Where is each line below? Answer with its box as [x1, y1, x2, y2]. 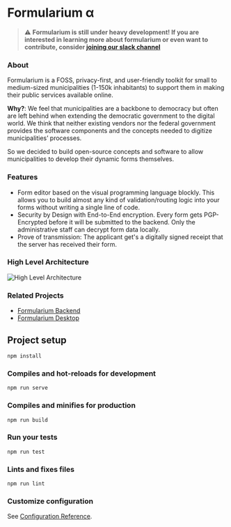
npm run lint [7, 480, 45, 487]
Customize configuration [7, 496, 94, 506]
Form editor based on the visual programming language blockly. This [17, 188, 215, 197]
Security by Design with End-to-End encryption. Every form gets [17, 211, 203, 219]
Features [7, 172, 38, 182]
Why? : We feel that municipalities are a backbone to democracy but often [7, 105, 219, 113]
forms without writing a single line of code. [17, 203, 141, 211]
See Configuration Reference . [7, 512, 93, 521]
